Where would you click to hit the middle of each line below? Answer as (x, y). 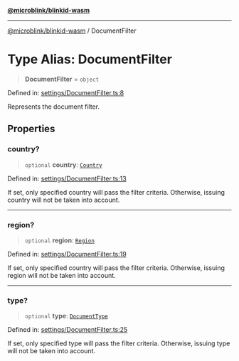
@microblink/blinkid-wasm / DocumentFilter (72, 31)
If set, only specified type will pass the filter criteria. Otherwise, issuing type (119, 343)
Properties (31, 129)
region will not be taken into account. (62, 275)
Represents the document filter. (53, 107)
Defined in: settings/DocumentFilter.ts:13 (67, 178)
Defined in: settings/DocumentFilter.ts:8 (66, 92)
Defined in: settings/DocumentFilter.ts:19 (67, 254)
